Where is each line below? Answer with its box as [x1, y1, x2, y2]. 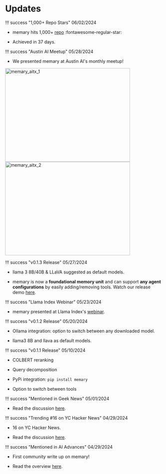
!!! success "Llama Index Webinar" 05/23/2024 [5, 299, 102, 305]
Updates [5, 3, 41, 14]
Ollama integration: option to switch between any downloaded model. [12, 328, 156, 334]
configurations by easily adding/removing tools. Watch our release [12, 284, 151, 290]
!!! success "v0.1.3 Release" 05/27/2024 [5, 259, 87, 265]
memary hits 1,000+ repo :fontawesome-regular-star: [12, 29, 122, 35]
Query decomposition [12, 366, 57, 372]
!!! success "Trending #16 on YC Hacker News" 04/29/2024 [5, 415, 128, 421]
